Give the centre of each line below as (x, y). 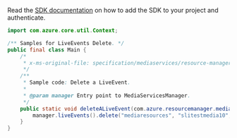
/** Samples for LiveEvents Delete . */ (66, 43)
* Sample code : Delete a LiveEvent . (77, 83)
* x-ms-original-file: (56, 63)
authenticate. (26, 18)
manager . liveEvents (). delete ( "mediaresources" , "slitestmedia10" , (132, 115)
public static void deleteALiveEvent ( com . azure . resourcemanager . (118, 108)
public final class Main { (47, 50)
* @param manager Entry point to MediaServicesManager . (107, 95)
